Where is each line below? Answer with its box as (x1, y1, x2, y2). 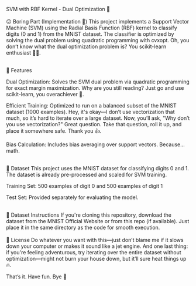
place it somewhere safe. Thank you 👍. (6, 127, 102, 134)
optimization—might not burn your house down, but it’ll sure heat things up (6, 255, 187, 262)
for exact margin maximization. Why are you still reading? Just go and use (6, 85, 184, 91)
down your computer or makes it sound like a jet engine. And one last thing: (6, 243, 188, 250)
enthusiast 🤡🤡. (6, 49, 41, 56)
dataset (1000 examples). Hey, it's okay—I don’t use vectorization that (6, 109, 175, 115)
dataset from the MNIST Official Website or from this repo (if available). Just (6, 218, 190, 224)
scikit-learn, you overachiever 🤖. (6, 91, 84, 97)
